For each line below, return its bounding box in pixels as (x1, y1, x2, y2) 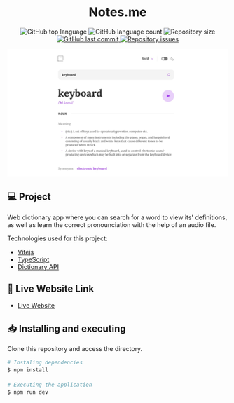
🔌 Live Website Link (7, 283, 95, 295)
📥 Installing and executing (7, 322, 126, 334)
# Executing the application (7, 381, 92, 388)
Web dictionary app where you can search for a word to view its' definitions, (7, 213, 228, 221)
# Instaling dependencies (7, 359, 83, 367)
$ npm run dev (7, 388, 49, 396)
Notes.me (88, 4, 147, 20)
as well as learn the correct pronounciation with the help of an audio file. (7, 220, 216, 228)
